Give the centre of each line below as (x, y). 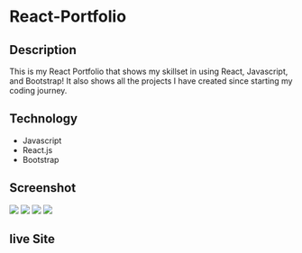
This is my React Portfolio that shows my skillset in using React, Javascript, (149, 71)
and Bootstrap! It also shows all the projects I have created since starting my (151, 81)
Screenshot (43, 188)
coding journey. (38, 90)
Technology (44, 119)
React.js (37, 149)
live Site (32, 239)
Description (43, 50)
